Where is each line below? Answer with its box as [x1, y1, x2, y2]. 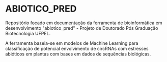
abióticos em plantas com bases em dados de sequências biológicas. [5, 51, 151, 57]
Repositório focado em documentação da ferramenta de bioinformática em [5, 20, 162, 26]
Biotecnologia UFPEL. [5, 30, 51, 36]
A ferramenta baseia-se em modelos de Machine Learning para [5, 40, 138, 46]
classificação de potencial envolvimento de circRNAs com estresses [5, 45, 149, 51]
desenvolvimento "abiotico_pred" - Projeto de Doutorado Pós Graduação [5, 25, 158, 31]
